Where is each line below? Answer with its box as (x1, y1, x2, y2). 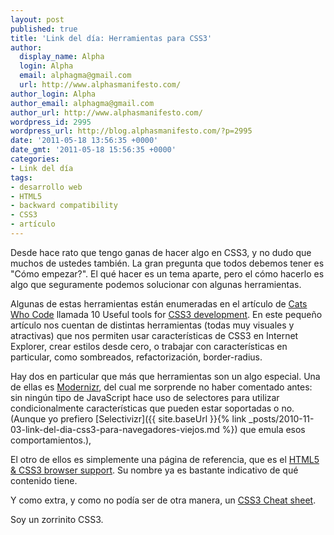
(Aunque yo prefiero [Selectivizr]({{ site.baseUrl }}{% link (10, 412, 247, 425)
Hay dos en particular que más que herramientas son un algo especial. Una (10, 370, 321, 382)
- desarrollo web (10, 182, 83, 192)
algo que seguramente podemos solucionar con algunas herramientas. (10, 278, 302, 290)
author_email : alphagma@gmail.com (10, 98, 155, 108)
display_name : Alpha (19, 52, 105, 62)
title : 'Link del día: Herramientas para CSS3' (10, 33, 213, 43)
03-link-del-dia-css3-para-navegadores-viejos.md (10, 423, 220, 435)
